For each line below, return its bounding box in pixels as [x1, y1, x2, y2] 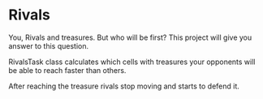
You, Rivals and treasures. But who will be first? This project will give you [8, 32, 252, 42]
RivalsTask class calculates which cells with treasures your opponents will [8, 57, 256, 67]
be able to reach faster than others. [8, 65, 127, 75]
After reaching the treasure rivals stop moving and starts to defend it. [8, 81, 239, 91]
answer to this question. [8, 41, 89, 50]
